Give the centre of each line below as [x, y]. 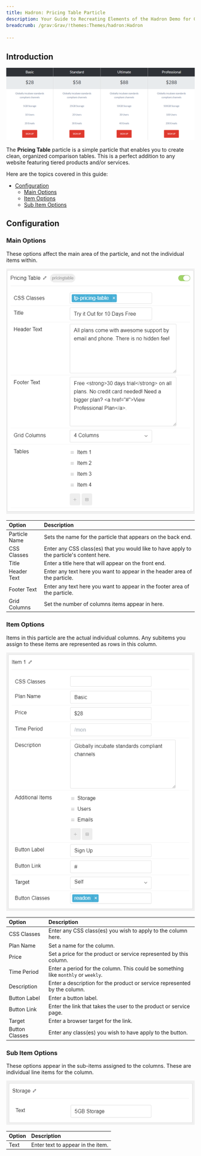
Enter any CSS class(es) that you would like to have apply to [118, 548]
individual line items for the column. [50, 1072]
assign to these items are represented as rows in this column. [82, 644]
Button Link [23, 1009]
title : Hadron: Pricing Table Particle [56, 13]
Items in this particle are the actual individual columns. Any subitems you [96, 638]
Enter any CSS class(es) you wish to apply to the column [118, 931]
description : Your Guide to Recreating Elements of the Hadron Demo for [99, 19]
